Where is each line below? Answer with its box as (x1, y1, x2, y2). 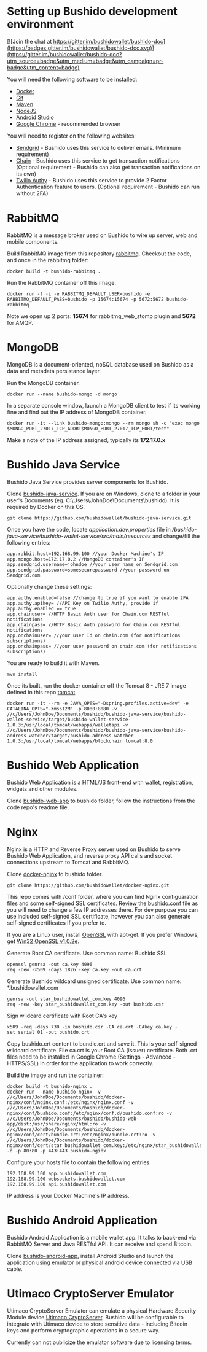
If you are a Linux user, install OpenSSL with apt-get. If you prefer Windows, (7, 931, 199, 938)
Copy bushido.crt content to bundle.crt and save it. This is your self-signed (7, 1039, 197, 1047)
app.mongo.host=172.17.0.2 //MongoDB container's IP (7, 556, 145, 562)
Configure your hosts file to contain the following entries (7, 1159, 150, 1166)
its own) (15, 170, 36, 177)
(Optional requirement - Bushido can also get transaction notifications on (15, 163, 201, 171)
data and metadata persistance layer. (7, 367, 101, 375)
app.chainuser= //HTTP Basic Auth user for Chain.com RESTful (7, 611, 170, 617)
